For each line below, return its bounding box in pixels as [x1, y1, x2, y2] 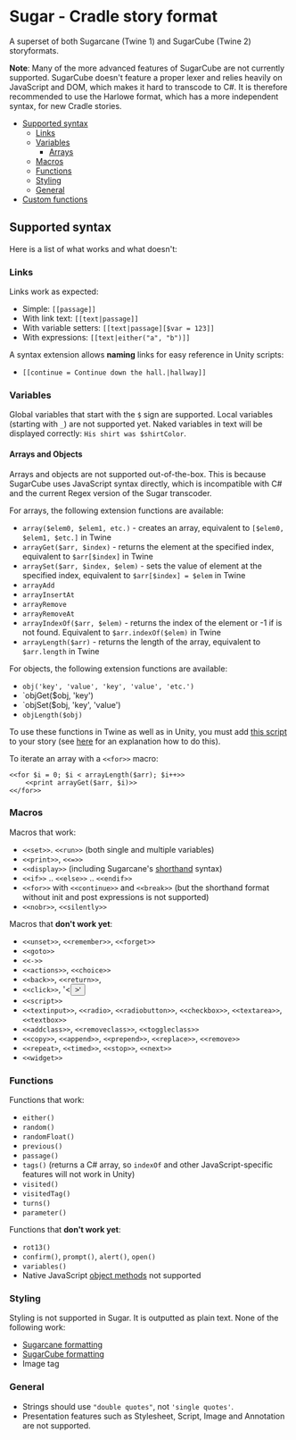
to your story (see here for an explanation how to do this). [9, 736, 221, 746]
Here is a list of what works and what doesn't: [9, 243, 177, 254]
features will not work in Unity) [21, 1169, 136, 1180]
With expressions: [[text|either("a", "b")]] [21, 333, 191, 343]
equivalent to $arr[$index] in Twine [21, 551, 153, 561]
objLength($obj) [21, 711, 83, 720]
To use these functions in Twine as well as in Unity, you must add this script [9, 726, 287, 737]
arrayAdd [21, 581, 55, 590]
